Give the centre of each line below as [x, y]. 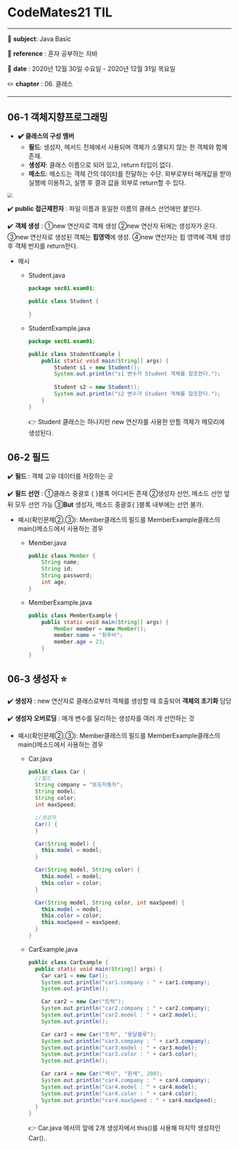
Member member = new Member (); [100, 629]
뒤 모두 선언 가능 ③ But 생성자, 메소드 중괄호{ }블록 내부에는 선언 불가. [106, 504]
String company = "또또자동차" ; [79, 785]
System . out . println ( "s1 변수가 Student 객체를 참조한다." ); [137, 374]
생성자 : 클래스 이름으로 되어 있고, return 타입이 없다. [100, 165]
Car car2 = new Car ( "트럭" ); [83, 1002]
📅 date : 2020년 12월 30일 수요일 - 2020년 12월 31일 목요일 [91, 68]
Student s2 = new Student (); [97, 388]
